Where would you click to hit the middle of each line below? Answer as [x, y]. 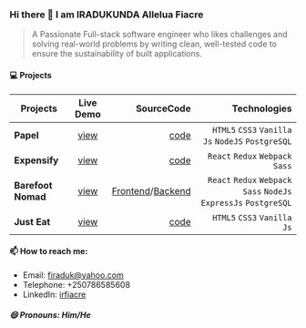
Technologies [262, 108]
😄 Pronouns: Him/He [50, 315]
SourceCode [163, 108]
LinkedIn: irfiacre [54, 294]
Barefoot [33, 185]
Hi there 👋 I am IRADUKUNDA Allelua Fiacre [107, 15]
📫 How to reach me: [49, 251]
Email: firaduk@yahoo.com [73, 275]
